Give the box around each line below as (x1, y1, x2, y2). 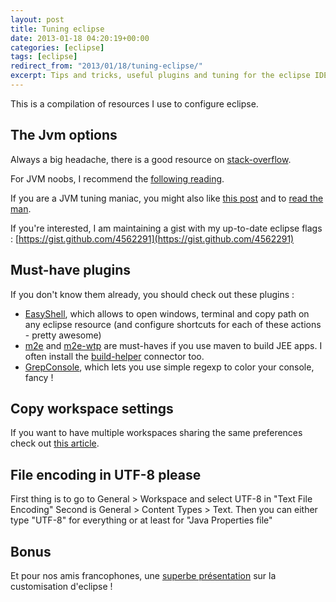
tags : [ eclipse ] (10, 52, 78, 62)
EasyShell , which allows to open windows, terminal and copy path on (24, 307, 310, 320)
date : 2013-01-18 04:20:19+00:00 (10, 33, 150, 43)
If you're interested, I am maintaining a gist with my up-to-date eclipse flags (10, 222, 323, 234)
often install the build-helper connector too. (24, 350, 205, 362)
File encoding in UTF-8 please (10, 466, 202, 483)
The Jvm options (10, 127, 118, 144)
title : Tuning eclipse (10, 24, 105, 34)
